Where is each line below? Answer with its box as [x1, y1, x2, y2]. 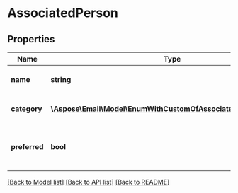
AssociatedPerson [7, 5, 119, 21]
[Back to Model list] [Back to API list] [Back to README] [7, 178, 170, 186]
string [50, 75, 72, 84]
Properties [7, 33, 55, 45]
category [11, 104, 42, 114]
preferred [11, 142, 44, 151]
